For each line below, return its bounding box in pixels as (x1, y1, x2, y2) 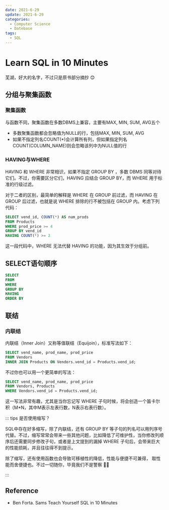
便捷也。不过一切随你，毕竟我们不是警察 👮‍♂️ (18, 462, 110, 468)
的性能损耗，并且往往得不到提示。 (5, 445, 76, 451)
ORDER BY (5, 296, 24, 301)
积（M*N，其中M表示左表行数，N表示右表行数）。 (5, 404, 109, 410)
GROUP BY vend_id (5, 228, 42, 234)
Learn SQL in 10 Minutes (5, 57, 109, 68)
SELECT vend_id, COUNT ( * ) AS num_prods (5, 214, 89, 219)
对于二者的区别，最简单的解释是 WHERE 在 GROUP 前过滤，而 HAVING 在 (5, 192, 158, 198)
